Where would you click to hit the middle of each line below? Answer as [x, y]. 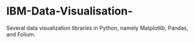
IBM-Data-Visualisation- [70, 11]
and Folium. [21, 34]
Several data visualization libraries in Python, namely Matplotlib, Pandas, [97, 28]
